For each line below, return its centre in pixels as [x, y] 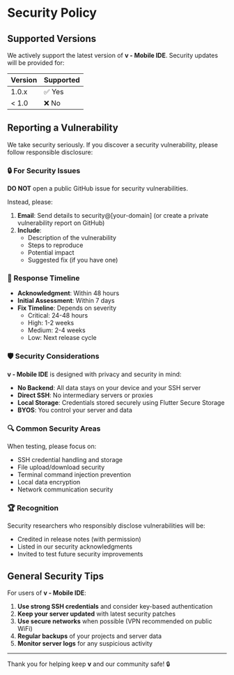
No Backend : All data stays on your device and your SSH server [109, 387]
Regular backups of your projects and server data [89, 636]
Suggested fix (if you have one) [73, 260]
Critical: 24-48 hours [58, 316]
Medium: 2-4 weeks [56, 330]
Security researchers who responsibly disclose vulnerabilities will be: [106, 526]
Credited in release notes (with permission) [79, 540]
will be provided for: [36, 63]
